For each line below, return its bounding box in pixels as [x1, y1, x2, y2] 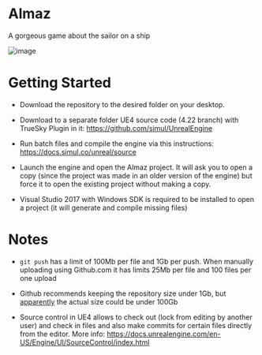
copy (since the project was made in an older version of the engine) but [19, 170, 253, 180]
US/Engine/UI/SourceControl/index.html [19, 337, 150, 347]
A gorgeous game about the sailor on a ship [8, 31, 151, 40]
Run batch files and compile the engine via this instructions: [19, 139, 215, 148]
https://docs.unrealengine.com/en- [106, 329, 221, 338]
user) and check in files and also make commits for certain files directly [19, 320, 253, 330]
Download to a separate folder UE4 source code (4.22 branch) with [19, 115, 239, 125]
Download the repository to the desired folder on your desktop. [19, 99, 225, 109]
